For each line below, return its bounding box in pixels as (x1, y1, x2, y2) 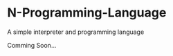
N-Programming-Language (7, 5, 167, 21)
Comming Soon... (7, 41, 57, 49)
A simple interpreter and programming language (7, 28, 145, 36)
